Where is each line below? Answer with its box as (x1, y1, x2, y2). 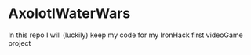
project (8, 38, 31, 47)
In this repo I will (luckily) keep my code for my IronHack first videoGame (8, 30, 243, 40)
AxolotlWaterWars (8, 5, 131, 22)
